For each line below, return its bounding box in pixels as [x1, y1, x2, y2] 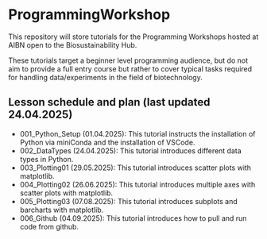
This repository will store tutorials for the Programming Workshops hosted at [8, 32, 259, 41]
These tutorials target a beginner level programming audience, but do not [8, 56, 249, 65]
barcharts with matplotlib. [19, 205, 104, 214]
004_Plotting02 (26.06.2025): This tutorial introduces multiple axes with [19, 179, 256, 189]
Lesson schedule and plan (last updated [8, 95, 211, 109]
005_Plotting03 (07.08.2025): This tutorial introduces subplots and [19, 196, 238, 206]
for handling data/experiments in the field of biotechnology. [8, 72, 203, 82]
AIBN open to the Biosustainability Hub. [8, 40, 137, 49]
